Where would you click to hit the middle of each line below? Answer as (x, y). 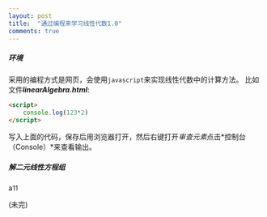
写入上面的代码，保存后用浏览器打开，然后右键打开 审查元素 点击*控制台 (127, 136)
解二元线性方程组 (37, 167)
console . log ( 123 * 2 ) (56, 113)
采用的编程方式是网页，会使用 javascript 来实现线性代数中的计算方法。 (126, 80)
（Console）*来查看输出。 (53, 147)
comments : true (34, 31)
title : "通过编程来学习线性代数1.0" (65, 23)
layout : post (30, 16)
